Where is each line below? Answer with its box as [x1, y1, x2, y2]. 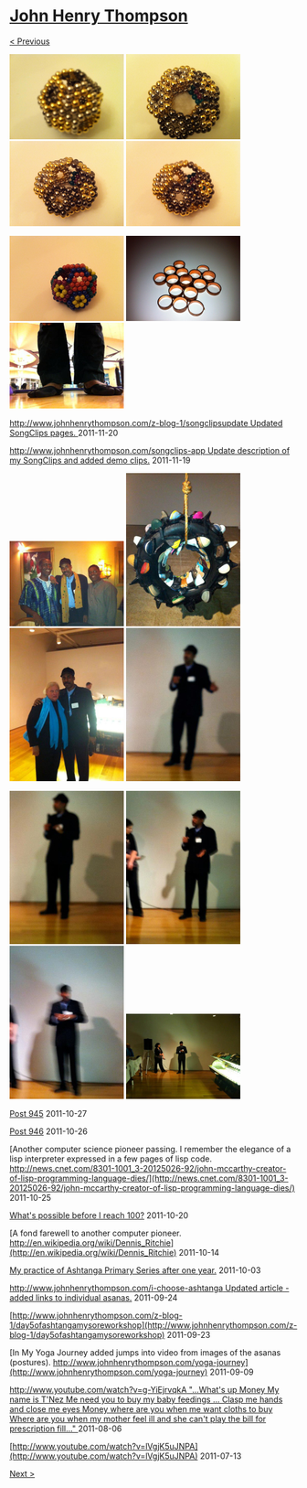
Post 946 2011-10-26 [9, 1126, 89, 1137]
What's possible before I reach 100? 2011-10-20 [9, 1209, 189, 1221]
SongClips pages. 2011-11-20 [9, 427, 119, 438]
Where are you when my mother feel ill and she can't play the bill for [9, 1413, 267, 1424]
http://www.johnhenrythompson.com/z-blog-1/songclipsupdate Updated [9, 417, 283, 428]
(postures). [9, 1356, 52, 1367]
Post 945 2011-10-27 [9, 1108, 88, 1119]
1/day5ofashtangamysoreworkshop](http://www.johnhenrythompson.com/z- [9, 1319, 298, 1331]
